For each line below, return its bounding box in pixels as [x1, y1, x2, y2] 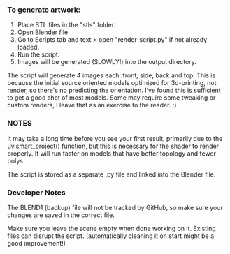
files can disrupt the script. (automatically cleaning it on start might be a [7, 232, 215, 240]
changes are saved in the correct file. [7, 211, 115, 219]
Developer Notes [7, 187, 66, 197]
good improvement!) [7, 239, 66, 247]
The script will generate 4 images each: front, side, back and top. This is [7, 71, 216, 80]
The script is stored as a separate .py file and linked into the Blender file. [7, 170, 216, 179]
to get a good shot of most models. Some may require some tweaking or [7, 94, 216, 102]
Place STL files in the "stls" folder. [17, 21, 116, 29]
